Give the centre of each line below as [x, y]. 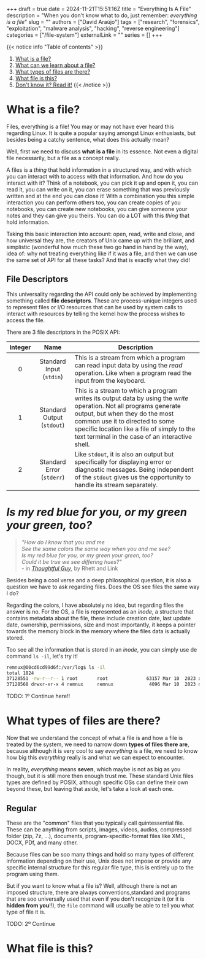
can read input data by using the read [128, 365]
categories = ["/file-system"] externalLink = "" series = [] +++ [85, 35]
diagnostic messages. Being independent [134, 469]
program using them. [33, 874]
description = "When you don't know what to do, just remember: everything [102, 15]
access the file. [25, 320]
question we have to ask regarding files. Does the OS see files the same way [103, 587]
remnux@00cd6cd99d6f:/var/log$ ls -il [56, 667]
